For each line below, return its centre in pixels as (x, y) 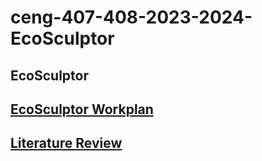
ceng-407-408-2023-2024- (131, 17)
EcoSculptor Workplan (82, 109)
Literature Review (66, 143)
